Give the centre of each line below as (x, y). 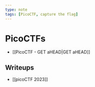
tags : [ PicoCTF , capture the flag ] (42, 14)
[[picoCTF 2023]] (30, 80)
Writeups (20, 68)
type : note (16, 10)
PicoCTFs (25, 39)
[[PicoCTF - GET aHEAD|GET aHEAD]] (51, 52)
